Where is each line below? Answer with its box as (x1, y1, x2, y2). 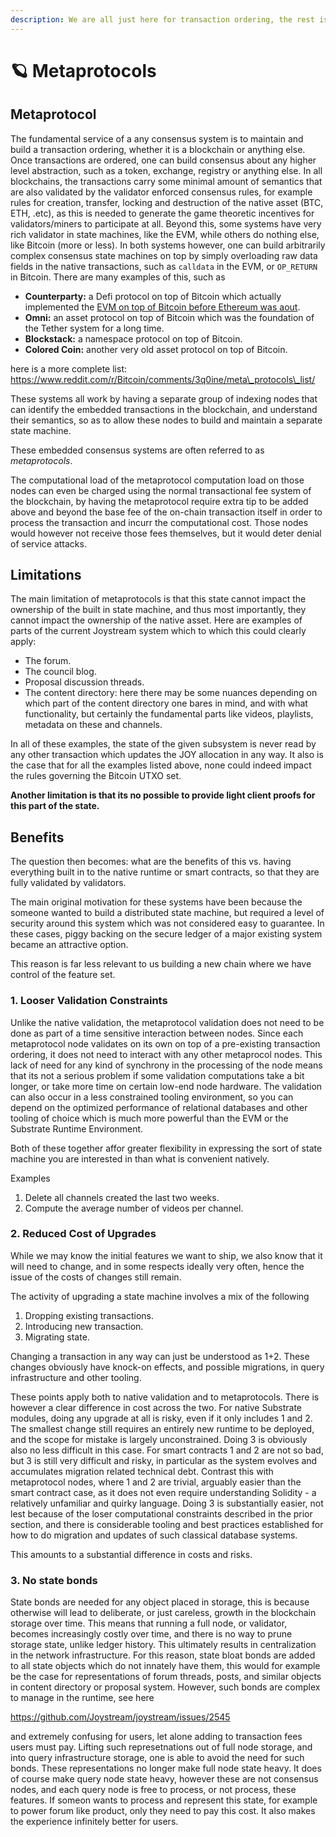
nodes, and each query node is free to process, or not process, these (10, 1784, 297, 1796)
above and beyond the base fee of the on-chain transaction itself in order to (10, 506, 323, 518)
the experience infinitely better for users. (10, 1816, 179, 1828)
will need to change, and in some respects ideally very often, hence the (10, 1260, 305, 1272)
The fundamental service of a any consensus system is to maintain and (10, 132, 304, 145)
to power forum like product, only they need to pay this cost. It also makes (10, 1805, 316, 1817)
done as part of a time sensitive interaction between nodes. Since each (10, 1027, 304, 1039)
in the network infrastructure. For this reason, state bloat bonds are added (10, 1649, 316, 1661)
